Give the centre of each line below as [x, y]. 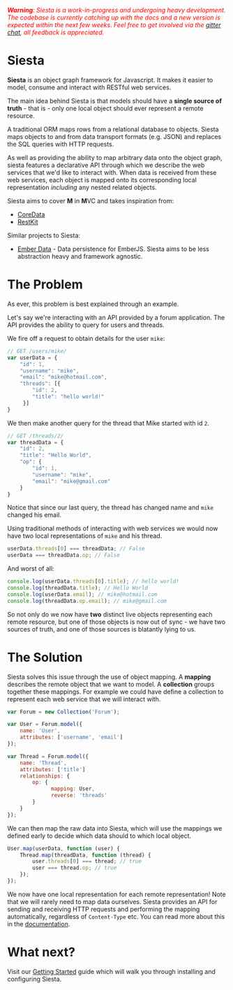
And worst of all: [31, 569]
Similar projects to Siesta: [44, 235]
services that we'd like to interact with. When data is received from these [112, 172]
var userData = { [32, 358]
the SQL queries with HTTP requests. [61, 144]
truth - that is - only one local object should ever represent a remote [105, 108]
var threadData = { [36, 442]
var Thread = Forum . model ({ [48, 756]
